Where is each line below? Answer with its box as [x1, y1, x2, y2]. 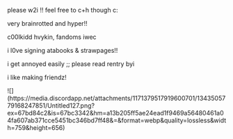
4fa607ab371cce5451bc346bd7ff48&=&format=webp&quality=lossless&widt [7, 116, 227, 124]
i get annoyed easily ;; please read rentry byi [7, 60, 135, 68]
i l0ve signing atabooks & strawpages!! [7, 47, 118, 54]
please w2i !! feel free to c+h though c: [7, 6, 118, 14]
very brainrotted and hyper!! [7, 19, 88, 27]
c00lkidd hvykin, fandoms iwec [7, 33, 97, 41]
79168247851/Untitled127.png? [7, 101, 95, 110]
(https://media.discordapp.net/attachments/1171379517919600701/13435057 [7, 94, 226, 102]
